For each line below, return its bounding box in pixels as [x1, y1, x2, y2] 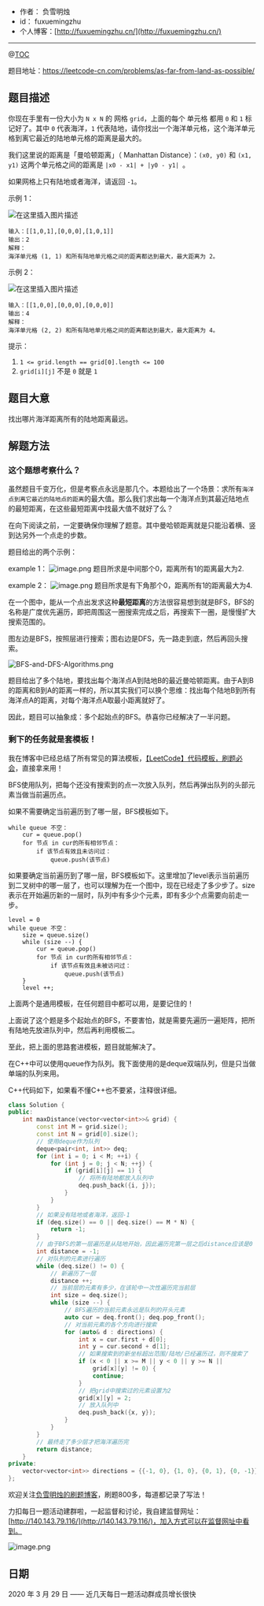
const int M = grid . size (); [36, 1123, 128, 1131]
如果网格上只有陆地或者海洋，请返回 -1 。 [8, 177, 141, 186]
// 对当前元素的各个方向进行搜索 [64, 1321, 157, 1329]
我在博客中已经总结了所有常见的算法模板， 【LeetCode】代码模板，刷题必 [8, 753, 244, 763]
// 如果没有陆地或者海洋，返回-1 [36, 1210, 130, 1219]
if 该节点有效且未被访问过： [49, 961, 132, 969]
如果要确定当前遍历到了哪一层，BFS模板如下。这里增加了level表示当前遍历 [8, 870, 250, 880]
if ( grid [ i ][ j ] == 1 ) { [64, 1167, 143, 1175]
